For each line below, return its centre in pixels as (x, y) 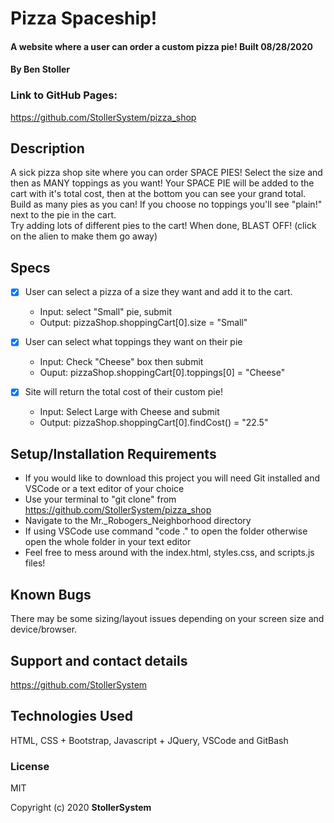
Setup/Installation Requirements (113, 453)
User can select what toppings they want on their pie (133, 342)
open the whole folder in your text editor (108, 542)
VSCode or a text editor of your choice (104, 489)
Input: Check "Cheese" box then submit (121, 362)
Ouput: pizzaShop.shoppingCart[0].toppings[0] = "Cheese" (162, 373)
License (30, 766)
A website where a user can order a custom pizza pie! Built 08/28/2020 (162, 46)
